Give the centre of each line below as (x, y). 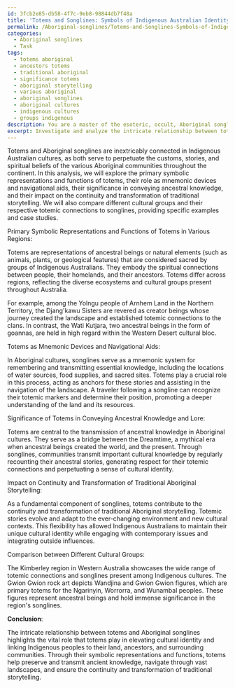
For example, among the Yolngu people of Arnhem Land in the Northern (111, 303)
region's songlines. (35, 605)
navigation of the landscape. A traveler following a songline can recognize (114, 390)
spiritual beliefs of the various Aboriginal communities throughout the (107, 166)
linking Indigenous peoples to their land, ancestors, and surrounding (106, 647)
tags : (15, 53)
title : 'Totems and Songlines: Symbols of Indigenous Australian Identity (119, 20)
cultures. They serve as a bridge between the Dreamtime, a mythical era (111, 439)
